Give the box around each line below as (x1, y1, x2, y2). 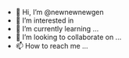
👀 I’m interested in (15, 16, 74, 25)
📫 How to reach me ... (15, 42, 88, 50)
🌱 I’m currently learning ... (15, 24, 99, 33)
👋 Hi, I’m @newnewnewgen (15, 8, 104, 16)
